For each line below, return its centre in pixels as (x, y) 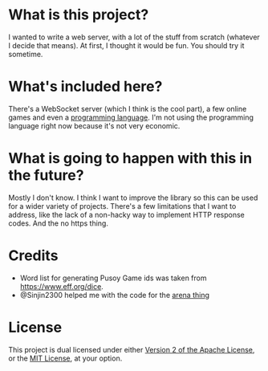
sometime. (26, 54)
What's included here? (85, 87)
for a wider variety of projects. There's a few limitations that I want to (122, 206)
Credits (33, 255)
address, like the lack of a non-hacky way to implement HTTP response (126, 214)
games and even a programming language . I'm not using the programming (131, 117)
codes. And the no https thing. (58, 223)
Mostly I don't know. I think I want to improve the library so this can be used (133, 198)
